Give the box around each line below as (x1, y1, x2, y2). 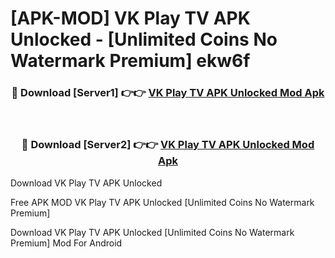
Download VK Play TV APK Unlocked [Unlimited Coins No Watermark (10, 226, 295, 238)
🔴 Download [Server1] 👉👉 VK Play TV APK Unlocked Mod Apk (11, 86, 325, 100)
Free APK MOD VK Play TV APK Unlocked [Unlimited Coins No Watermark (10, 196, 315, 208)
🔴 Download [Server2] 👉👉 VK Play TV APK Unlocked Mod (21, 138, 315, 152)
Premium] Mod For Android (10, 237, 123, 249)
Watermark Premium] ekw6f (10, 50, 251, 72)
